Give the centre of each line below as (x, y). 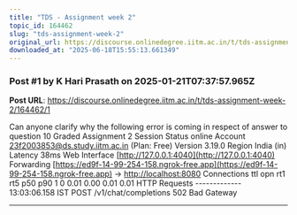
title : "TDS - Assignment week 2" (73, 17)
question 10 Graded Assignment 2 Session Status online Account (127, 136)
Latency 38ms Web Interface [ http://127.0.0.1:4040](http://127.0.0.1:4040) (142, 155)
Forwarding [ (32, 165)
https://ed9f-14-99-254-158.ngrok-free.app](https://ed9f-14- (167, 165)
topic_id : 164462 (41, 26)
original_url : (35, 42)
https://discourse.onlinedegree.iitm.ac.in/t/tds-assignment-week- (167, 100)
